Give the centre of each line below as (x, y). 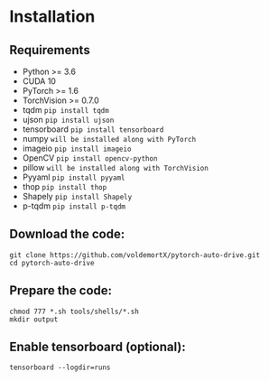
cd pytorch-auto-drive (52, 263)
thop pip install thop (65, 186)
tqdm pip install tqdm (66, 110)
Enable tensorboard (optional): (98, 347)
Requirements (50, 50)
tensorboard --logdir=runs (60, 367)
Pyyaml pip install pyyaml (74, 177)
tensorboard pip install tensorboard (93, 129)
